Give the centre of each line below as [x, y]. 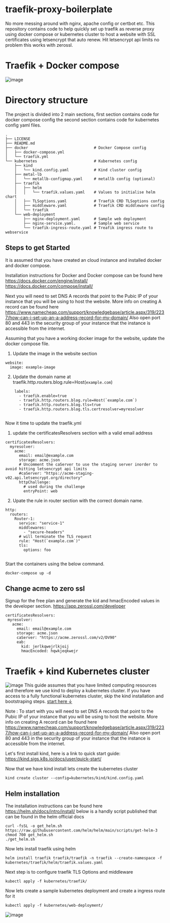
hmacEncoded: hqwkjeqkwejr [50, 651]
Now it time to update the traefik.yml [43, 423]
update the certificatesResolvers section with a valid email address [82, 433]
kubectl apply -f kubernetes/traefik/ [46, 881]
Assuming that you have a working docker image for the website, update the [85, 338]
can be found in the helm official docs [45, 817]
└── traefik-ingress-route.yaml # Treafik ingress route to [88, 228]
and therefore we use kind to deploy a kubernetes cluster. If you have [78, 691]
